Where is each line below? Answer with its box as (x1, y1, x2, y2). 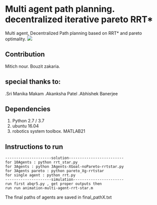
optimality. (5, 36, 26, 42)
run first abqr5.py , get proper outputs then (5, 181, 102, 186)
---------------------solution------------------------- (5, 156, 124, 161)
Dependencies (5, 105, 51, 113)
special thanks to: (5, 78, 61, 86)
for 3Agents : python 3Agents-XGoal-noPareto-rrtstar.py (5, 164, 124, 169)
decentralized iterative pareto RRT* (5, 14, 153, 25)
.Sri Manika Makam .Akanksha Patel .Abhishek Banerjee (5, 90, 118, 96)
